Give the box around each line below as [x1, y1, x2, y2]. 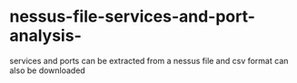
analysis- [9, 25, 82, 46]
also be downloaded [9, 65, 86, 76]
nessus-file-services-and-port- [9, 6, 256, 27]
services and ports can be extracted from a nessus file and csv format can [9, 55, 289, 66]
